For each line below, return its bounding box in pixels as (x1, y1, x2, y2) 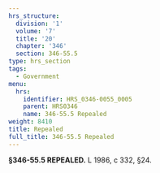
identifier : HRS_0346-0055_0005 (23, 95, 132, 103)
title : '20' (15, 34, 57, 43)
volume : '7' (15, 27, 57, 35)
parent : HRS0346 (23, 102, 79, 110)
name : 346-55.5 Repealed (23, 110, 107, 119)
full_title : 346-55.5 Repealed (8, 132, 115, 141)
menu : (8, 80, 27, 88)
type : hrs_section (8, 58, 71, 66)
